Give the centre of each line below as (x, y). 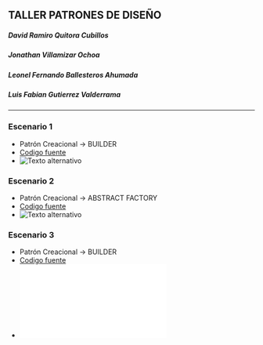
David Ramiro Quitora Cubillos (58, 35)
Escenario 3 (31, 235)
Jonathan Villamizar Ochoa (54, 55)
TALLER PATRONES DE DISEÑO (85, 15)
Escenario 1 (31, 127)
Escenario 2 (31, 180)
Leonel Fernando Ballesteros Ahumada (73, 74)
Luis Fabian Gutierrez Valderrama (65, 95)
